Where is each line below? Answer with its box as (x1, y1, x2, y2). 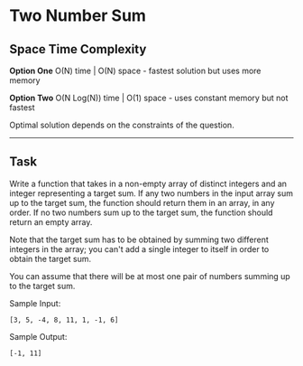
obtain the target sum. (9, 253, 92, 264)
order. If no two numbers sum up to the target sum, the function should (9, 207, 273, 218)
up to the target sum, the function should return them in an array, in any (9, 197, 275, 208)
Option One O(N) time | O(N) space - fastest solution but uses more (9, 65, 262, 76)
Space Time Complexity (9, 42, 147, 57)
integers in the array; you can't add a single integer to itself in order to (9, 243, 270, 254)
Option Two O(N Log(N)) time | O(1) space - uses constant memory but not (9, 92, 289, 103)
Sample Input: (9, 297, 61, 308)
